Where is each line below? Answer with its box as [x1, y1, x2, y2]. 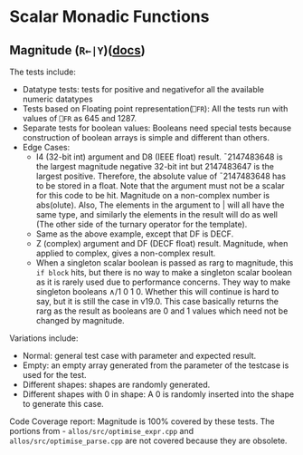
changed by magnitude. [35, 315, 125, 325]
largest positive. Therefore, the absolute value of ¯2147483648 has [35, 170, 287, 181]
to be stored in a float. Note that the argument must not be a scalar [35, 180, 285, 191]
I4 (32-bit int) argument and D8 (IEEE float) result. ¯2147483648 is [35, 151, 283, 162]
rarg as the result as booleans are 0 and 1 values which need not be [35, 305, 289, 316]
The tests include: [9, 66, 77, 77]
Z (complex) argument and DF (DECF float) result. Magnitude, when [35, 238, 289, 248]
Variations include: [9, 333, 79, 344]
